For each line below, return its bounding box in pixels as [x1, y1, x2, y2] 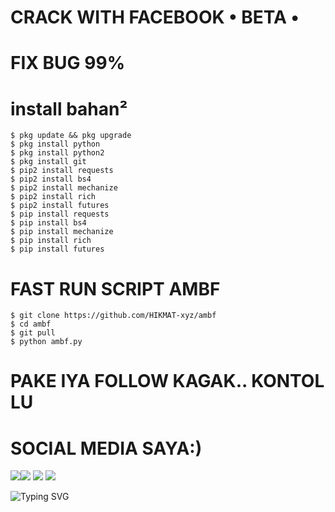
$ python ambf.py [10, 337, 83, 347]
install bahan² [10, 97, 128, 120]
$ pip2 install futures [10, 201, 110, 211]
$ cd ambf [10, 319, 52, 330]
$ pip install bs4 [10, 218, 87, 228]
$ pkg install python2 [10, 148, 105, 158]
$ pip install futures [10, 244, 105, 255]
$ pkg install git [10, 157, 87, 167]
